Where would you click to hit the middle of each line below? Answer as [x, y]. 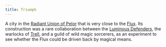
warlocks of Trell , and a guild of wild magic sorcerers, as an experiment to [81, 34]
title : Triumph [21, 10]
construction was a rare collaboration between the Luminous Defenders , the [83, 29]
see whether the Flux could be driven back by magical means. [69, 39]
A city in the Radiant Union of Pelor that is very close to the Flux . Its [74, 23]
